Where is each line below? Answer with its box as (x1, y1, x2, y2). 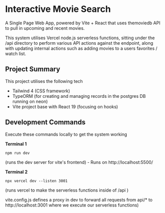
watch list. (5, 51, 26, 57)
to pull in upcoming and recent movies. (5, 25, 85, 31)
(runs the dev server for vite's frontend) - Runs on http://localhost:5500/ (5, 159, 153, 165)
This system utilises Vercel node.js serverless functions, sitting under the (5, 35, 155, 41)
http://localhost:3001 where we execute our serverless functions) (5, 202, 139, 208)
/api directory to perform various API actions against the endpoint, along (5, 40, 154, 46)
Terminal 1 (5, 141, 27, 147)
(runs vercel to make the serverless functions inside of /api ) (5, 187, 129, 193)
